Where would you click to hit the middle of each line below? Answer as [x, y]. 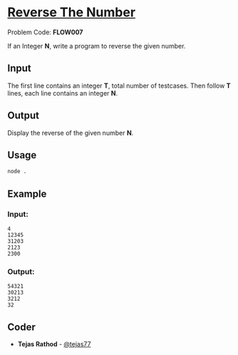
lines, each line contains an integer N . [63, 93]
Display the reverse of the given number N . [71, 133]
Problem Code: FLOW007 [45, 32]
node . [17, 172]
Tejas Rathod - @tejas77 [54, 344]
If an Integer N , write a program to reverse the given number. [97, 46]
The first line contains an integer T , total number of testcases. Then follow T [119, 86]
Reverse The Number [72, 12]
